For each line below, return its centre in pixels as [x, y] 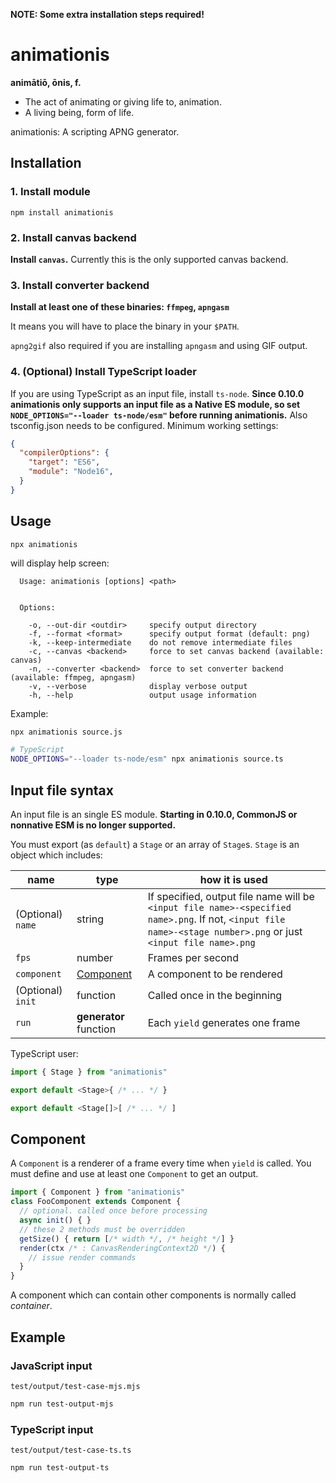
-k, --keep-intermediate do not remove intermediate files [160, 642]
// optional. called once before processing [113, 1211]
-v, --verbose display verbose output [138, 686]
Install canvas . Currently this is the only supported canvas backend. [149, 259]
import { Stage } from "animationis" [89, 1072]
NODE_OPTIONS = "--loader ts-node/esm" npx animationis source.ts [147, 759]
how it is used [233, 880]
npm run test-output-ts [60, 1468]
